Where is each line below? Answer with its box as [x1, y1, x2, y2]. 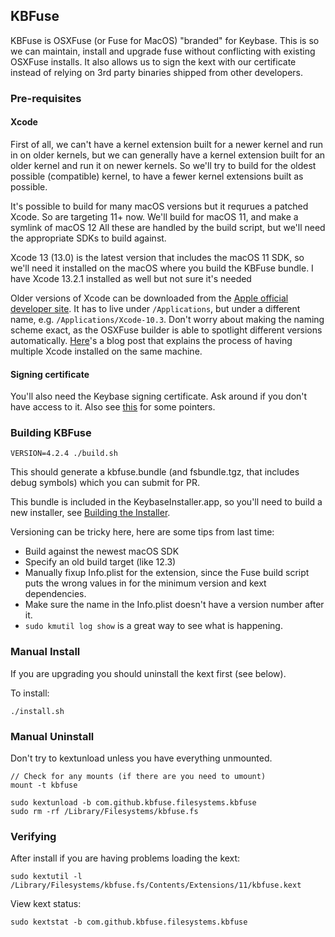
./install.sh [10, 706, 65, 716]
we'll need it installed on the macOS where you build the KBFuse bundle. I [10, 262, 314, 274]
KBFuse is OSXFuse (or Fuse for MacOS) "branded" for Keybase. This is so [10, 34, 320, 46]
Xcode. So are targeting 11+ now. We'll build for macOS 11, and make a [10, 210, 299, 223]
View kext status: [10, 898, 82, 910]
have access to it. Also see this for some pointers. [10, 401, 216, 413]
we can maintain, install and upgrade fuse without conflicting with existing [10, 45, 316, 57]
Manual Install [10, 645, 81, 659]
